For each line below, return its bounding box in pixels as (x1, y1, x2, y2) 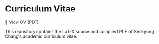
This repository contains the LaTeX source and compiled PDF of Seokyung (5, 28, 154, 34)
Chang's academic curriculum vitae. (5, 33, 78, 39)
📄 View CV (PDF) (5, 19, 39, 25)
